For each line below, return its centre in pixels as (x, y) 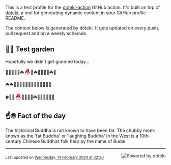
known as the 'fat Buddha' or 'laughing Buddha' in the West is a (72, 136)
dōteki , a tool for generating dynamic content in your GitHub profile (76, 13)
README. (15, 18)
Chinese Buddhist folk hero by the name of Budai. (75, 141)
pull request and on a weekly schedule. (46, 33)
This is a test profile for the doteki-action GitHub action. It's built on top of (83, 7)
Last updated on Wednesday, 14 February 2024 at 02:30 (55, 157)
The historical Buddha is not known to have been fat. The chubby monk (80, 130)
